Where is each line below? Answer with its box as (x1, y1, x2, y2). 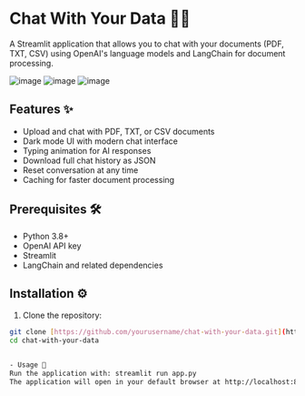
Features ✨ (9, 102, 74, 117)
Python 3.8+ (22, 230, 70, 241)
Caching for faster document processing (22, 174, 175, 185)
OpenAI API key (22, 240, 82, 251)
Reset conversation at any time (22, 164, 139, 176)
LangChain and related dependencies (22, 259, 163, 270)
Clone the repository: (22, 310, 103, 321)
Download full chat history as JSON (22, 155, 156, 166)
